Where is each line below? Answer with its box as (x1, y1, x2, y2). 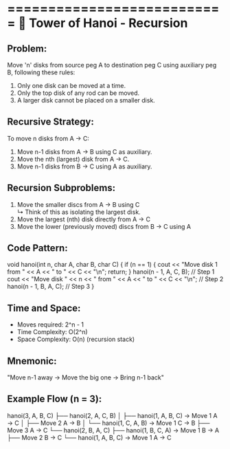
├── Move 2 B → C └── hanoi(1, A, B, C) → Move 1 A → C (7, 433, 172, 441)
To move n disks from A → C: (7, 134, 89, 142)
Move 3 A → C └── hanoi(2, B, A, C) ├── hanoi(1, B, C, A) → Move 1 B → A (7, 426, 220, 434)
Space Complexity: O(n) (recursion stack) (16, 335, 135, 344)
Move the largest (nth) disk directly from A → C (16, 215, 151, 223)
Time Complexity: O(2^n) (16, 328, 88, 336)
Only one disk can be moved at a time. (16, 82, 126, 89)
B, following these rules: (7, 68, 76, 76)
